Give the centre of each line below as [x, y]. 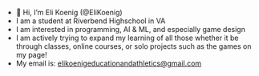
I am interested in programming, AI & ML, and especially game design [131, 29]
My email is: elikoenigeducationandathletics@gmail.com [109, 63]
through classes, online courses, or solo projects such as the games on [134, 46]
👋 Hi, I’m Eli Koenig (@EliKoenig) [69, 12]
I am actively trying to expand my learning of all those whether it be [127, 38]
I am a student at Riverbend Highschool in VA [91, 21]
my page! [32, 55]
